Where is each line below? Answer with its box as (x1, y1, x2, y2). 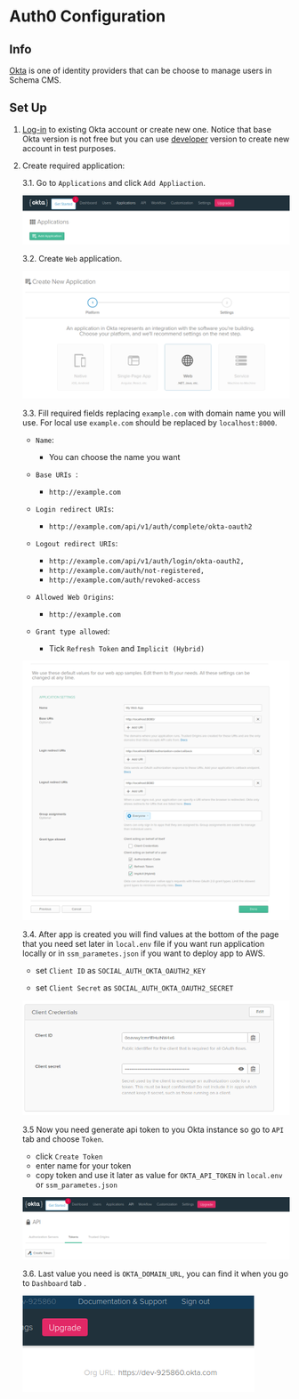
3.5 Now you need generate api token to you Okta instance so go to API (21, 1124, 285, 1136)
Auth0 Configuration (9, 6, 166, 27)
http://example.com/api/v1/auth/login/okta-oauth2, (48, 556, 245, 566)
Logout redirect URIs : (35, 538, 118, 548)
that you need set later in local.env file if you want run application (21, 938, 265, 949)
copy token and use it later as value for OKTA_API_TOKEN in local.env (35, 1170, 283, 1181)
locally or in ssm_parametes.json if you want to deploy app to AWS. (21, 948, 265, 958)
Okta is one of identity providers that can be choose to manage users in (9, 65, 272, 76)
